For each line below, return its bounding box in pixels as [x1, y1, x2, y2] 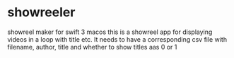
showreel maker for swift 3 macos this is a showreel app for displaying [7, 28, 213, 36]
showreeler [7, 4, 76, 21]
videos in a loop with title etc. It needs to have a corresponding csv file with [7, 35, 228, 43]
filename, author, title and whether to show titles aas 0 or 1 [7, 42, 177, 51]
